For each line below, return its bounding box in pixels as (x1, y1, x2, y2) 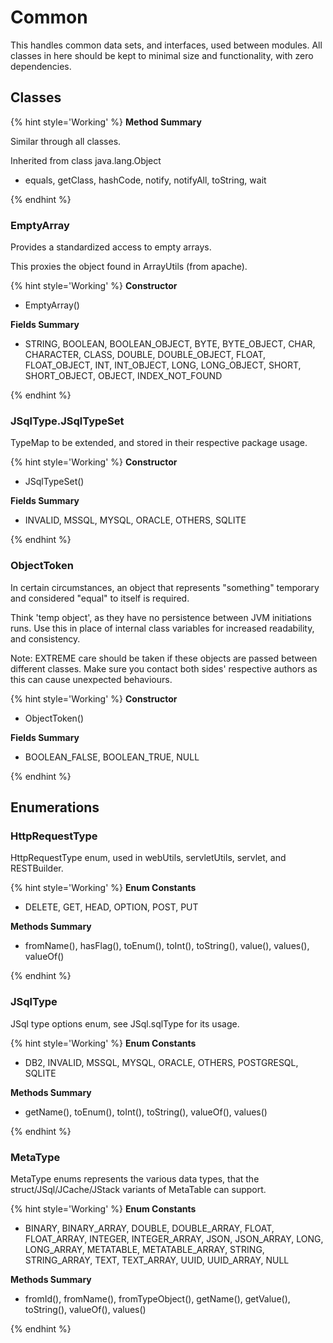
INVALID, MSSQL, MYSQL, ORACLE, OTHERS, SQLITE (24, 514, 247, 526)
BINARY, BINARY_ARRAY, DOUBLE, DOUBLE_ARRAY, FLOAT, (24, 1222, 275, 1234)
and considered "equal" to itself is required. (10, 592, 190, 604)
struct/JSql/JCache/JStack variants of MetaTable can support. (10, 1183, 267, 1195)
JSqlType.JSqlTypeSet (10, 414, 125, 428)
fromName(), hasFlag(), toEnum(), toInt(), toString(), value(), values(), (24, 940, 310, 952)
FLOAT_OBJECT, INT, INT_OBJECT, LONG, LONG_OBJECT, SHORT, (24, 359, 302, 371)
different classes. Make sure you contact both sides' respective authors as (10, 662, 318, 675)
